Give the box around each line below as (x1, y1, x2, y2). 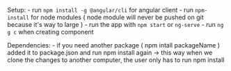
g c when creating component (7, 28, 94, 36)
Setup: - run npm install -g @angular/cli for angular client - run (7, 6, 193, 14)
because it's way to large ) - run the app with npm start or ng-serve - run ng (7, 21, 224, 28)
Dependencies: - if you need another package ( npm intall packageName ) (7, 41, 221, 49)
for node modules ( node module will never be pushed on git (31, 13, 204, 21)
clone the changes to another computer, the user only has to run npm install (7, 56, 225, 64)
